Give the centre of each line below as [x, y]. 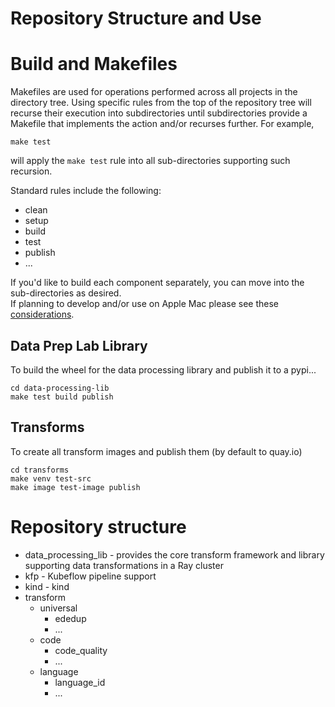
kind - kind [47, 586]
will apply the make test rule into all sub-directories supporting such [150, 161]
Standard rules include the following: [86, 191]
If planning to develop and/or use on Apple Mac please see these [145, 304]
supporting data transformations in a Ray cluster [124, 565]
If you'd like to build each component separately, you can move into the [157, 283]
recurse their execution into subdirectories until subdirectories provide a [159, 113]
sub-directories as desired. [66, 293]
